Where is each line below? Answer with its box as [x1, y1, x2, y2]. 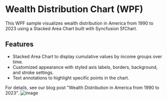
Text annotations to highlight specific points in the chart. [12, 74, 129, 81]
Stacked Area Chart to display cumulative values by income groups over [12, 53, 162, 59]
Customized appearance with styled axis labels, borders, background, [12, 64, 158, 70]
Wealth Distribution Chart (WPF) [5, 4, 143, 15]
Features [5, 40, 34, 49]
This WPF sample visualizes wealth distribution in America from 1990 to [5, 20, 153, 26]
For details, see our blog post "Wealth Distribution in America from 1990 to [5, 84, 159, 90]
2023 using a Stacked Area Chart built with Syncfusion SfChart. [5, 25, 137, 31]
